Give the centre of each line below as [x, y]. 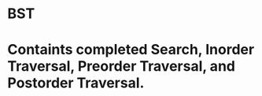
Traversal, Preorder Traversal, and [121, 66]
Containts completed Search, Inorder [131, 50]
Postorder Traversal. [76, 83]
